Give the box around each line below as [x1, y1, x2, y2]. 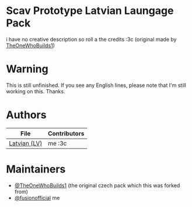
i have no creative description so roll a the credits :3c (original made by [6, 36, 177, 43]
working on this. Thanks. [6, 87, 65, 94]
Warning [6, 62, 48, 76]
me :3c [47, 139, 67, 147]
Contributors [47, 129, 85, 138]
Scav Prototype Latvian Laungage [6, 4, 174, 17]
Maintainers [6, 163, 66, 176]
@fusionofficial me [14, 194, 60, 201]
